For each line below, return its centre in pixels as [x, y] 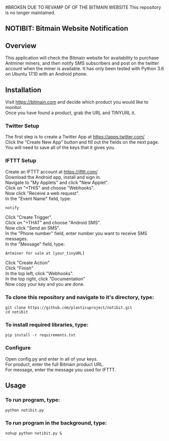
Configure [18, 348]
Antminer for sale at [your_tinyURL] [45, 253]
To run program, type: [33, 400]
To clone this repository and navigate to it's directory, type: [80, 297]
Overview [21, 46]
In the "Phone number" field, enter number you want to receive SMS [76, 233]
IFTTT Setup [21, 161]
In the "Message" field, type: [35, 244]
